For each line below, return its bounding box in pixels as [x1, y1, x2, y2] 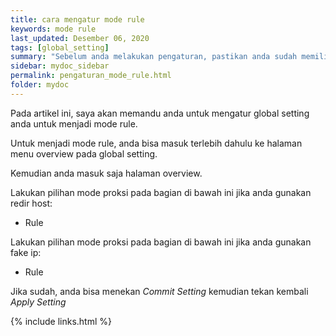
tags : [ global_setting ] [10, 42, 110, 53]
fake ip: [10, 246, 42, 258]
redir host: [10, 197, 53, 209]
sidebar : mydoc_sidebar [10, 61, 110, 71]
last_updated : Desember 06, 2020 [10, 33, 150, 43]
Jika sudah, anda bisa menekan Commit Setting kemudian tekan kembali [10, 285, 309, 297]
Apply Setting [10, 296, 67, 308]
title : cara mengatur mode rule [10, 14, 145, 25]
